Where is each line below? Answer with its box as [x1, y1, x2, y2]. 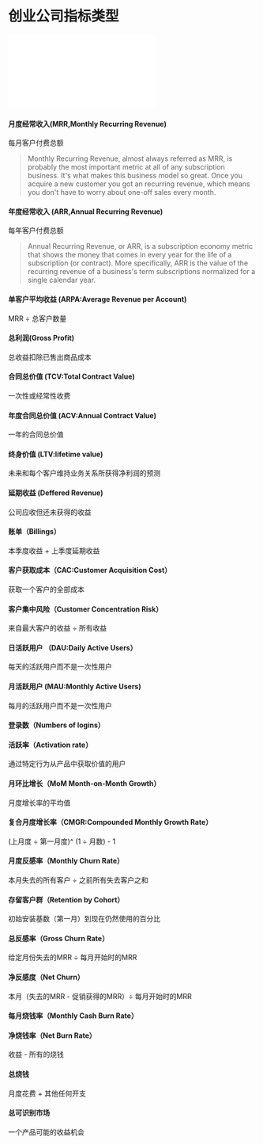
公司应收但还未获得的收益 [8, 507, 92, 517]
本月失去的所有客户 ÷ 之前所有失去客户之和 [8, 875, 148, 884]
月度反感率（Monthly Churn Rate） [8, 856, 125, 866]
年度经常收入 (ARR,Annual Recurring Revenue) [8, 207, 163, 216]
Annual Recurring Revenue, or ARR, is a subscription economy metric [27, 242, 254, 251]
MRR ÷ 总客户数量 [8, 314, 67, 323]
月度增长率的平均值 [8, 798, 71, 807]
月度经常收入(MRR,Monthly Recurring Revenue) [8, 119, 167, 128]
